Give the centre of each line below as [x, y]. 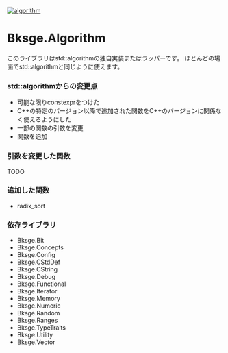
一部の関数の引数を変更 [50, 128]
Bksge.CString [37, 269]
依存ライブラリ [32, 225]
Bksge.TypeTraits [41, 328]
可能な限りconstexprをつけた [58, 102]
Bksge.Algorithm [56, 38]
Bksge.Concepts [40, 247]
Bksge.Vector [36, 342]
